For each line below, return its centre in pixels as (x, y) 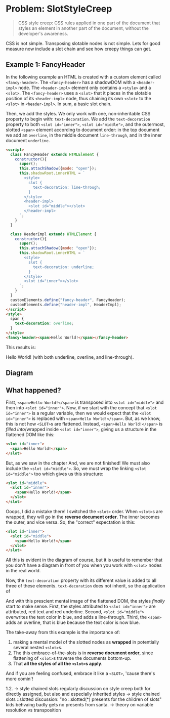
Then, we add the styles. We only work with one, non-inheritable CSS (78, 113)
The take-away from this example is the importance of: (63, 632)
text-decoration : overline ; (44, 324)
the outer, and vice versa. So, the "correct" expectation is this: (71, 522)
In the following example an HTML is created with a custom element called (83, 77)
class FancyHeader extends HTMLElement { (55, 154)
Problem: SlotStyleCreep (59, 9)
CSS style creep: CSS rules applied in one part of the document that (89, 23)
